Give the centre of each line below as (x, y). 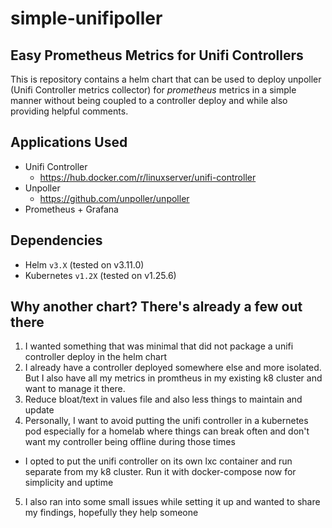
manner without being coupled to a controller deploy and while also (149, 100)
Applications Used (69, 142)
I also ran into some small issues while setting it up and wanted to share (172, 502)
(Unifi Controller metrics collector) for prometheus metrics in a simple (153, 90)
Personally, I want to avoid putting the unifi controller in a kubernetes (166, 421)
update (39, 410)
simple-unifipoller (86, 18)
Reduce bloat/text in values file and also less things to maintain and (163, 399)
